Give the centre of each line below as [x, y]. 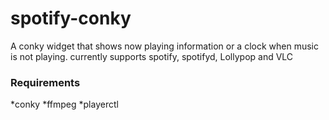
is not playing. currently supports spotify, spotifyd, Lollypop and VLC [152, 56]
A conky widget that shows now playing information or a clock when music [164, 46]
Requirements [45, 82]
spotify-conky [71, 18]
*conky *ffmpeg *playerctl [64, 104]
